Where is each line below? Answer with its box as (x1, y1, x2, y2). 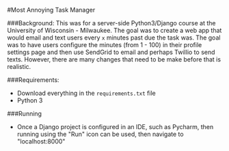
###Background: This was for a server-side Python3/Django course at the (7, 19, 216, 27)
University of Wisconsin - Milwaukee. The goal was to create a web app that (7, 27, 222, 34)
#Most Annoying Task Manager (7, 6, 96, 14)
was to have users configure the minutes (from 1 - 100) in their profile (7, 41, 202, 49)
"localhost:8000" (16, 137, 66, 146)
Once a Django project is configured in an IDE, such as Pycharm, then (16, 123, 214, 131)
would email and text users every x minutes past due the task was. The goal (7, 33, 221, 42)
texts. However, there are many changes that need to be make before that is (7, 55, 221, 64)
